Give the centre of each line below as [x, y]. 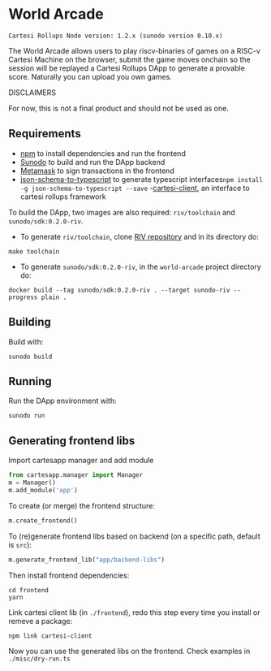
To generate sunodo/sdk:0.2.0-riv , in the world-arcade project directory [140, 266]
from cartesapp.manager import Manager [76, 475]
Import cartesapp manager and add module [81, 461]
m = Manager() [32, 483]
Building [30, 322]
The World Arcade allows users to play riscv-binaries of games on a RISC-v [135, 50]
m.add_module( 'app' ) [43, 490]
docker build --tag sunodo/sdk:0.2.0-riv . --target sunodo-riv [119, 290]
